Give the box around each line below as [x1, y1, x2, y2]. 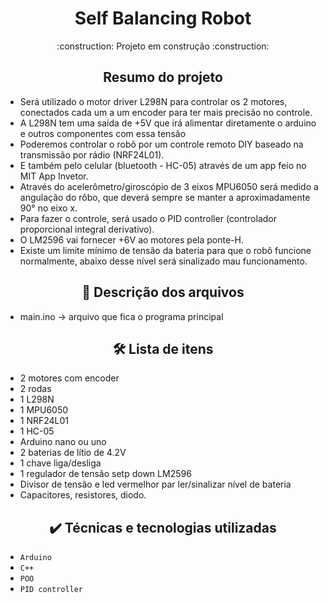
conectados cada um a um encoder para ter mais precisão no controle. [19, 106, 313, 118]
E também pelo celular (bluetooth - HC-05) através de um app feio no [19, 159, 307, 171]
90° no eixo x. [19, 202, 78, 214]
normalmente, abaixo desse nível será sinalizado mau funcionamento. [19, 255, 308, 267]
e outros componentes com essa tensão [19, 127, 187, 139]
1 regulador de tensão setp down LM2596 [19, 468, 192, 480]
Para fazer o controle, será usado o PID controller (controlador [19, 212, 277, 224]
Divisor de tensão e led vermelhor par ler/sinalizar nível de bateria [19, 478, 292, 491]
